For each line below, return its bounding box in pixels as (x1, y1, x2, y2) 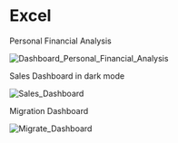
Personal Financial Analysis (9, 35, 112, 46)
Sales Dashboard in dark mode (9, 70, 125, 81)
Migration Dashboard (9, 105, 89, 116)
